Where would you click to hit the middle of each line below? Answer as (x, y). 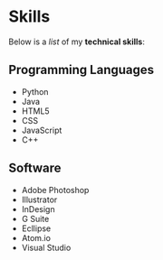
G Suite (35, 218)
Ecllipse (36, 228)
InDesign (38, 209)
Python (35, 91)
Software (35, 168)
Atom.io (36, 237)
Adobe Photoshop (55, 190)
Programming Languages (81, 70)
